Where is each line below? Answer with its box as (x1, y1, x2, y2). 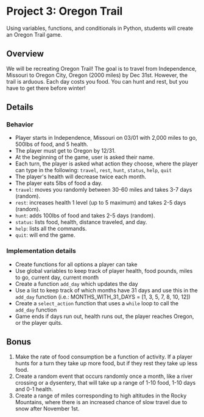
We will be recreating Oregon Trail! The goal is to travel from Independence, (6, 65, 197, 72)
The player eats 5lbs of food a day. (15, 179, 103, 187)
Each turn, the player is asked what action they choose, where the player (15, 160, 198, 167)
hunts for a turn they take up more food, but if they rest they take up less (15, 359, 198, 367)
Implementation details (6, 247, 76, 255)
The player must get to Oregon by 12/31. (15, 147, 116, 154)
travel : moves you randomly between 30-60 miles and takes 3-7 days (15, 186, 192, 194)
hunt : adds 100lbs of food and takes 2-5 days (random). (15, 212, 155, 219)
